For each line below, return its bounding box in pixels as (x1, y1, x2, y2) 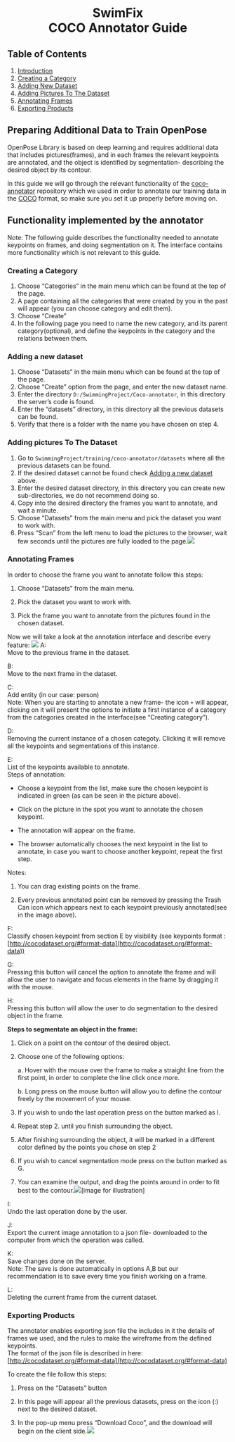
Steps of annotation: (7, 770, 66, 779)
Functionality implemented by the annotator (7, 215, 203, 227)
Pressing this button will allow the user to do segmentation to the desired (7, 1003, 218, 1012)
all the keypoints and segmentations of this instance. (7, 741, 160, 750)
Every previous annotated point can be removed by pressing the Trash (17, 896, 222, 904)
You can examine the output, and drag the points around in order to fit (17, 1177, 220, 1186)
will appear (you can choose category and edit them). (17, 304, 173, 313)
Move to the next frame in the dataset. (7, 669, 118, 677)
